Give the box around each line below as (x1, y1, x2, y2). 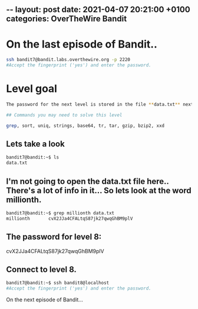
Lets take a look (6, 139, 65, 149)
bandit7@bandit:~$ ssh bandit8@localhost (6, 280, 110, 286)
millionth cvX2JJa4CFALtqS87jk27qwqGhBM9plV (6, 216, 133, 221)
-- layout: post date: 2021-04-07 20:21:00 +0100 (6, 5, 190, 15)
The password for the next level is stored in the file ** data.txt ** (6, 102, 181, 108)
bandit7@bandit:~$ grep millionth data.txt (6, 210, 115, 216)
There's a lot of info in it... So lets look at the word (6, 185, 192, 196)
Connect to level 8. (6, 264, 77, 274)
